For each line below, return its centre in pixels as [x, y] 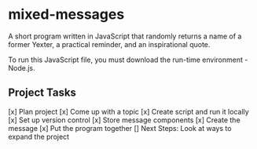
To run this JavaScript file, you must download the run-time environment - [128, 60]
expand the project [39, 136]
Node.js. [22, 67]
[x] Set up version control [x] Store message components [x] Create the [125, 120]
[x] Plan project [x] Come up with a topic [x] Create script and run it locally [128, 111]
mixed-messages [66, 15]
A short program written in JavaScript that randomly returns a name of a [125, 36]
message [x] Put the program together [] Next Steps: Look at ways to [120, 128]
